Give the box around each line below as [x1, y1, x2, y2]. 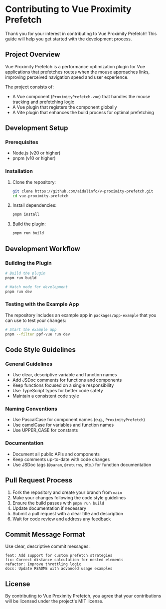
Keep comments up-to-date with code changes [12, 456, 110, 462]
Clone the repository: [12, 179, 56, 185]
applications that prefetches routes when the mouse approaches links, [5, 69, 150, 75]
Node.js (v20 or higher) [12, 150, 61, 156]
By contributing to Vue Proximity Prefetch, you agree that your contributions [5, 593, 162, 599]
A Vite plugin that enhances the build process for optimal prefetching [12, 109, 155, 115]
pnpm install [12, 212, 40, 217]
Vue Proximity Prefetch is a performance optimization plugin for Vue [5, 63, 146, 69]
